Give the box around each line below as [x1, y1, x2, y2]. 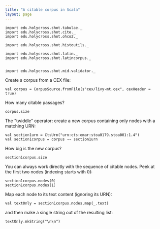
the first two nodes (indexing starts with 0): [5, 168, 93, 175]
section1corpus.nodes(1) [5, 183, 56, 188]
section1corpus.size [5, 155, 48, 160]
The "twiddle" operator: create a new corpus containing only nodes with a [5, 118, 156, 124]
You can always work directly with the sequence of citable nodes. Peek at [5, 164, 155, 169]
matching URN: [5, 123, 36, 129]
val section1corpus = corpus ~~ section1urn [5, 136, 98, 142]
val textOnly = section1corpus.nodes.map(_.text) [5, 200, 109, 206]
